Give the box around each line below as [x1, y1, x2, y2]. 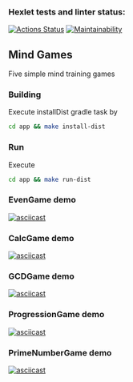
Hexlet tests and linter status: [8, 6, 126, 18]
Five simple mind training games [8, 69, 115, 78]
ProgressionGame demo [8, 309, 105, 320]
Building [8, 89, 42, 100]
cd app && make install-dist [8, 123, 106, 131]
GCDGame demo [8, 271, 75, 282]
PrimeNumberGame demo [8, 347, 112, 358]
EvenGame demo [8, 195, 76, 206]
